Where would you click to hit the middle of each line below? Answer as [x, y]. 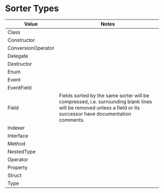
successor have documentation [95, 114]
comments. [72, 120]
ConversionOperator [31, 48]
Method [16, 143]
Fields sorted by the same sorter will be [104, 96]
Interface [18, 135]
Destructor [20, 64]
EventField [20, 87]
